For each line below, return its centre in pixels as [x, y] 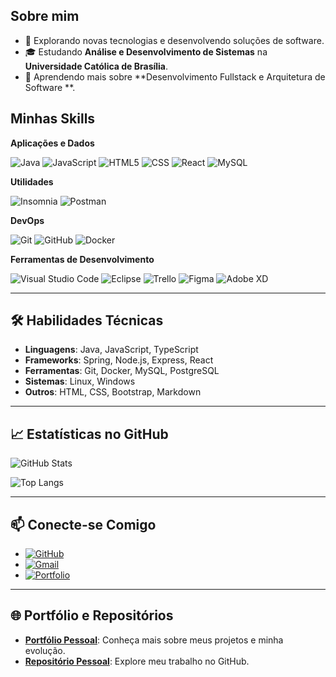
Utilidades [32, 181]
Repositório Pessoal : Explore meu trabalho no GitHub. [137, 661]
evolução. [45, 650]
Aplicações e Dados [52, 143]
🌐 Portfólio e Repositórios [92, 615]
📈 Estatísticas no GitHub [89, 434]
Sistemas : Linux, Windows [80, 381]
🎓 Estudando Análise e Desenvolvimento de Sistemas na [146, 51]
